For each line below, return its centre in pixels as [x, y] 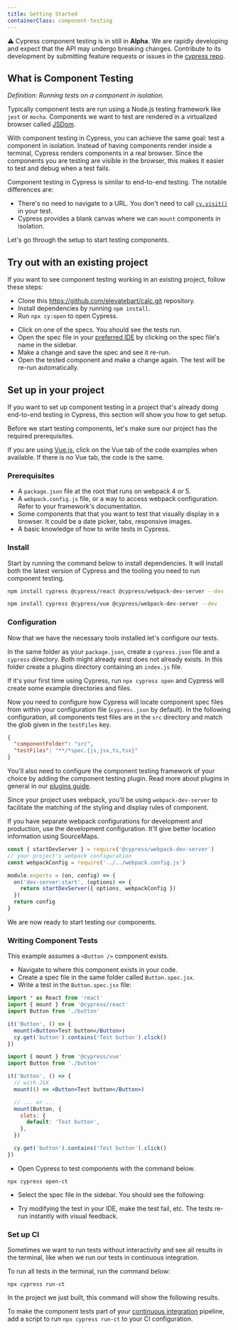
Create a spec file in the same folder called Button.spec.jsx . [106, 977]
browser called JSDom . [42, 125]
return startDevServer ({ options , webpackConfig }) [98, 889]
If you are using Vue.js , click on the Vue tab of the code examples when [113, 450]
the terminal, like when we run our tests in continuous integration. [103, 1257]
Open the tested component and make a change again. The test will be [121, 360]
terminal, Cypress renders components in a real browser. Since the [105, 153]
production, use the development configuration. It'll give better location [112, 829]
